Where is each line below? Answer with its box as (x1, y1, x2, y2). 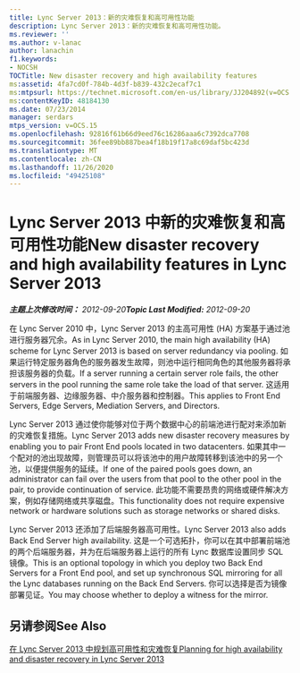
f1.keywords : (9, 55, 58, 64)
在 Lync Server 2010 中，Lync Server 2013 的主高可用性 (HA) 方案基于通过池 (9, 323, 290, 334)
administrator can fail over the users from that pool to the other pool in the (9, 473, 282, 484)
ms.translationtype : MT (9, 146, 98, 155)
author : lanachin (9, 47, 74, 55)
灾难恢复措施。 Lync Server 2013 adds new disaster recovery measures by (16, 430, 290, 441)
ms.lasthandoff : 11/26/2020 (9, 163, 114, 172)
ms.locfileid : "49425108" (9, 171, 105, 180)
